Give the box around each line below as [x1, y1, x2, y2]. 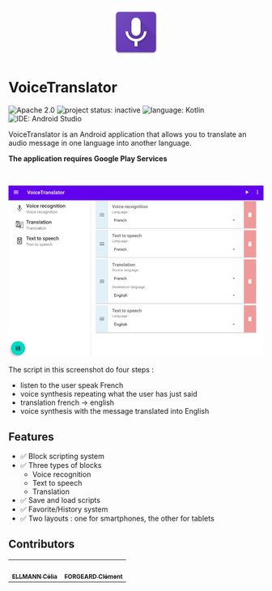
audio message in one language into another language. [8, 138, 192, 147]
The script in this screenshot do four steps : [8, 365, 154, 375]
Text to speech [32, 478, 83, 488]
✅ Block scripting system [19, 452, 105, 461]
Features [8, 430, 54, 444]
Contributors [8, 538, 75, 551]
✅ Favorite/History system [19, 504, 108, 514]
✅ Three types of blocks [19, 461, 102, 470]
